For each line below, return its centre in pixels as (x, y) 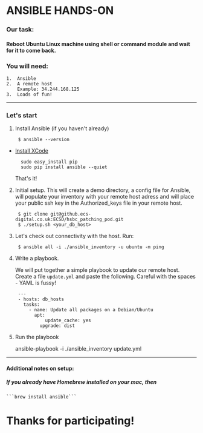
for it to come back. (31, 50)
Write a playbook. (37, 259)
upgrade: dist (57, 326)
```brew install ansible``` (42, 397)
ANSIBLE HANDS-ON (60, 11)
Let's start (22, 115)
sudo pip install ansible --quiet (64, 167)
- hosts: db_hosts (41, 299)
